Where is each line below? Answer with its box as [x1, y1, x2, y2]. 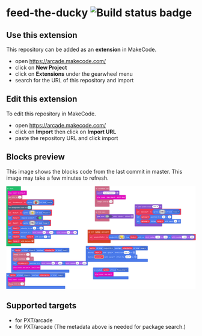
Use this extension [6, 30, 78, 40]
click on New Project [14, 64, 67, 71]
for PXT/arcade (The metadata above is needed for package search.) [14, 323, 186, 330]
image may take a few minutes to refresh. [6, 174, 109, 182]
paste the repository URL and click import [14, 134, 118, 141]
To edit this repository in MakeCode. [6, 110, 96, 117]
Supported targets [6, 301, 77, 311]
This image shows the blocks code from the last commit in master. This [6, 168, 183, 175]
